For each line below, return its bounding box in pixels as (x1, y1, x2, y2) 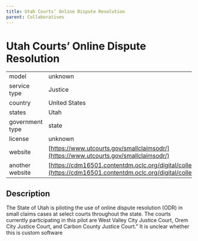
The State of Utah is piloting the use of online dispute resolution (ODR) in (6, 204, 183, 212)
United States (48, 99, 87, 107)
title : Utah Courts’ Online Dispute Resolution (6, 8, 126, 15)
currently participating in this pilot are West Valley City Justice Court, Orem (6, 217, 189, 224)
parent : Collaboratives (6, 14, 65, 20)
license (9, 135, 29, 143)
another (9, 161, 31, 169)
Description (6, 189, 50, 199)
